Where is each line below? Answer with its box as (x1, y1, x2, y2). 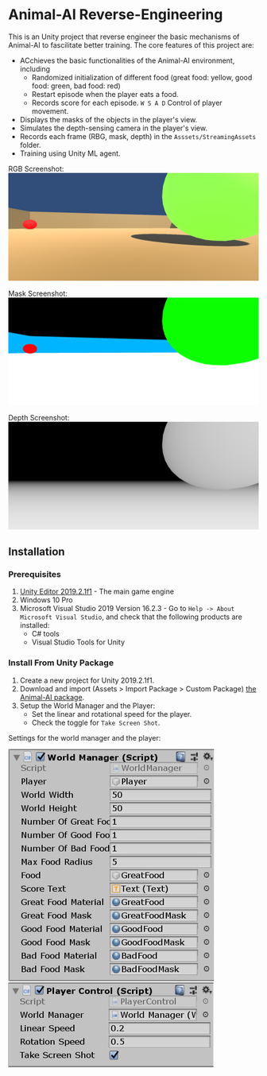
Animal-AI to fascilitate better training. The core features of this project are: (8, 40, 254, 49)
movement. (31, 106, 69, 116)
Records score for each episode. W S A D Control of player (31, 98, 222, 107)
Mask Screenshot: (8, 288, 68, 298)
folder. (19, 140, 41, 149)
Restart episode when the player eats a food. (31, 89, 179, 99)
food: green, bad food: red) (31, 81, 121, 91)
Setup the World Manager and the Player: (19, 701, 156, 710)
